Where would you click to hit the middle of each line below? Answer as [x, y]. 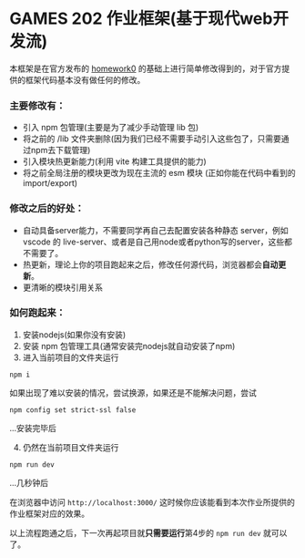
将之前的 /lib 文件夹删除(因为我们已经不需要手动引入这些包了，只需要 [152, 139]
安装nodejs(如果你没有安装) [74, 335]
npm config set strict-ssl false [73, 410]
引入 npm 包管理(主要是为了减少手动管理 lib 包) [111, 128]
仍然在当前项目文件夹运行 [71, 447]
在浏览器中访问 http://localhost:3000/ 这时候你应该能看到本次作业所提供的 [152, 501]
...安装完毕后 [33, 428]
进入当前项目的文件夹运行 [71, 357]
